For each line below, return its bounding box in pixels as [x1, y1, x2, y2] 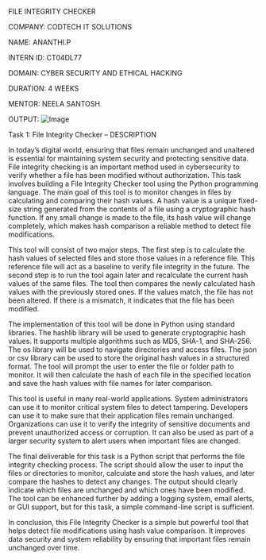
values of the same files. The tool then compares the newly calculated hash [8, 279, 256, 288]
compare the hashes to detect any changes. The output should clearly [8, 477, 238, 486]
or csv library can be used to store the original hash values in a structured [8, 353, 250, 362]
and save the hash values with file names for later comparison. [8, 379, 214, 388]
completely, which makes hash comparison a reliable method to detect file [8, 222, 252, 230]
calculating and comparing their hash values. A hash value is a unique [8, 196, 237, 205]
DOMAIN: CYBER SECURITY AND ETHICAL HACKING [8, 68, 183, 78]
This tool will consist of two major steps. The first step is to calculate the [8, 245, 245, 254]
